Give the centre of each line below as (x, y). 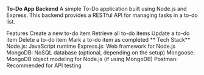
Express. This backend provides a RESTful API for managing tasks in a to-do (102, 15)
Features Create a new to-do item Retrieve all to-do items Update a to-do (98, 33)
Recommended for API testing (44, 65)
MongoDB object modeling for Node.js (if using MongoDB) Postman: (92, 59)
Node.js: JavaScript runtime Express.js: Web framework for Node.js (91, 46)
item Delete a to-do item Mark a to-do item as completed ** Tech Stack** (98, 40)
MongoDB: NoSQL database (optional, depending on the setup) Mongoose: (100, 53)
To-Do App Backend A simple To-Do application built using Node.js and (97, 9)
